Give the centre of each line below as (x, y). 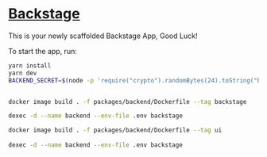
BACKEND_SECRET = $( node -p (51, 80)
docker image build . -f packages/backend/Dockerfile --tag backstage (128, 101)
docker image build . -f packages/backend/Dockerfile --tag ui (115, 130)
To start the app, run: (43, 51)
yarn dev (23, 73)
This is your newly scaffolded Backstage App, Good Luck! (103, 36)
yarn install (30, 65)
